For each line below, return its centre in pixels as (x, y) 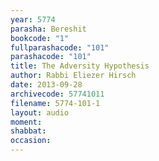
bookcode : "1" (40, 38)
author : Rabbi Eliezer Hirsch (73, 76)
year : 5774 (33, 19)
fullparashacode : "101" (60, 47)
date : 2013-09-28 (46, 85)
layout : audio (40, 112)
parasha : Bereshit (48, 29)
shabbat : (28, 131)
